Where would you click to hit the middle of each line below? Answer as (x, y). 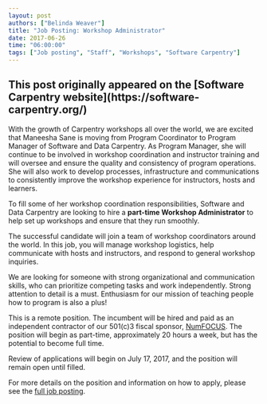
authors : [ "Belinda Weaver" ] (57, 23)
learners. (23, 188)
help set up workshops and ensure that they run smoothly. (104, 221)
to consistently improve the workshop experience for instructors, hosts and (132, 179)
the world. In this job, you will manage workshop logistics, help (111, 245)
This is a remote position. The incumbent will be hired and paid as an (121, 318)
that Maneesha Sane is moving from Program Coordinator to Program (122, 137)
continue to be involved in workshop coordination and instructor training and (134, 154)
